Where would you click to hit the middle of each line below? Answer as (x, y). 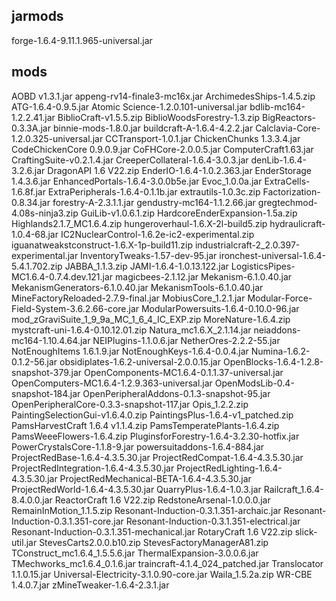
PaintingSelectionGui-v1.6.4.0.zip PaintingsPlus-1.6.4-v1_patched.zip (152, 415)
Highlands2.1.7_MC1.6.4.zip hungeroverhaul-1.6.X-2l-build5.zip (139, 223)
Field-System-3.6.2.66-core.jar (75, 308)
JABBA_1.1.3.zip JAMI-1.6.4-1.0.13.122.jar (146, 266)
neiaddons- (277, 330)
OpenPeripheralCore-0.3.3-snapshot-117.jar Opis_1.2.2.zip (130, 404)
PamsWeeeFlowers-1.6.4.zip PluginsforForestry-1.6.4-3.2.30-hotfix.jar (155, 436)
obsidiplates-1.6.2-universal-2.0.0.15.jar (140, 361)
